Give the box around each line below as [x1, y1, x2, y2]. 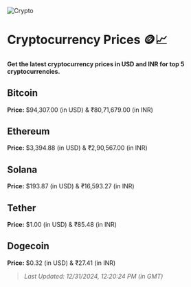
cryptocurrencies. [7, 67, 60, 75]
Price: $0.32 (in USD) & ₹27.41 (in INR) [7, 259, 116, 267]
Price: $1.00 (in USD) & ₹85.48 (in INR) [7, 221, 117, 229]
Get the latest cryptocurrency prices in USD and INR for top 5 [7, 59, 185, 68]
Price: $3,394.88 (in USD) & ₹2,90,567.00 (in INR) [7, 143, 148, 152]
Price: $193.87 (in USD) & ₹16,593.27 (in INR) [7, 182, 135, 190]
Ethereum [7, 125, 50, 137]
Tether [7, 202, 36, 214]
